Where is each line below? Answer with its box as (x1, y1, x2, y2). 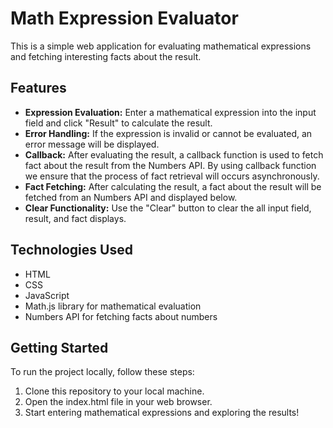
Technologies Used (10, 242, 133, 259)
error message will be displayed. (24, 138, 160, 150)
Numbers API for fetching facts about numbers (24, 310, 218, 322)
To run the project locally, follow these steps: (10, 366, 195, 378)
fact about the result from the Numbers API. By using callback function (24, 159, 317, 171)
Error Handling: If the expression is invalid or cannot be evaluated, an (24, 127, 313, 139)
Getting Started (10, 339, 109, 356)
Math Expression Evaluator (10, 7, 239, 30)
